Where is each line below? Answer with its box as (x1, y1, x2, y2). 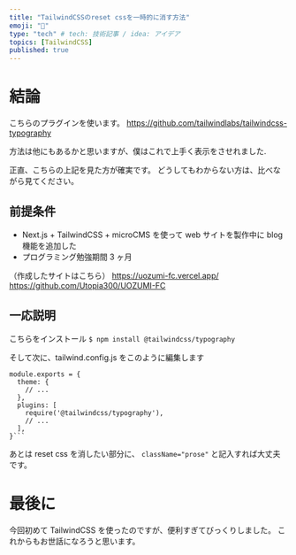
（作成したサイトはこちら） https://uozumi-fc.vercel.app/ (9, 270, 219, 281)
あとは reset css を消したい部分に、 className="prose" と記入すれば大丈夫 (9, 448, 281, 459)
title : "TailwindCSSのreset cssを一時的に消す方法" (9, 12, 190, 22)
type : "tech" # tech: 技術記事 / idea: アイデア (9, 29, 181, 38)
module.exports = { (9, 369, 81, 379)
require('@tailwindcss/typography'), (25, 408, 164, 417)
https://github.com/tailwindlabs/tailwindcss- (126, 118, 287, 128)
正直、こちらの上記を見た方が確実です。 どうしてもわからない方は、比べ (9, 165, 274, 175)
